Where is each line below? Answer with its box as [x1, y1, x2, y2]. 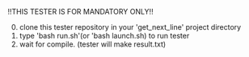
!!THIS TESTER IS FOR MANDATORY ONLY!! [7, 7, 154, 16]
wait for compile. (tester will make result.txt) [19, 39, 167, 49]
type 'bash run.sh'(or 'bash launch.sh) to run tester [19, 31, 190, 40]
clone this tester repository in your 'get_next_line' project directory [19, 22, 242, 31]
